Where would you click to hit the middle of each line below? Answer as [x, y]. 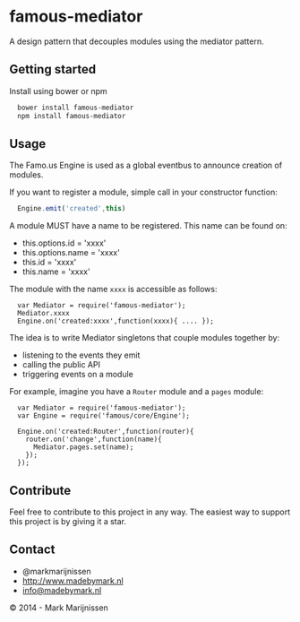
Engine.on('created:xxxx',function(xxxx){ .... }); [116, 321]
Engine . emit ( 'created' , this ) [72, 209]
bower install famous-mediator [76, 108]
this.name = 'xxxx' [56, 272]
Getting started [53, 69]
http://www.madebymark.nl [73, 581]
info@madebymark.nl [62, 590]
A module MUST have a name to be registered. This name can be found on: [149, 226]
